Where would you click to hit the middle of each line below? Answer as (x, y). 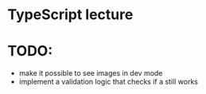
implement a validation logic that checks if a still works (108, 82)
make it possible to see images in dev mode (91, 73)
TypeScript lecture (70, 15)
